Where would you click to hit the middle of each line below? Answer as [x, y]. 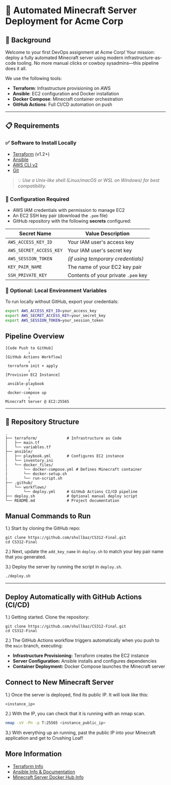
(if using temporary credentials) [106, 258]
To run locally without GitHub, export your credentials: [62, 302]
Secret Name [35, 233]
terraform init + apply [33, 366]
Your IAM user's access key [101, 242]
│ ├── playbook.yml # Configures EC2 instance [65, 456]
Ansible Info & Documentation [44, 772]
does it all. [16, 69]
